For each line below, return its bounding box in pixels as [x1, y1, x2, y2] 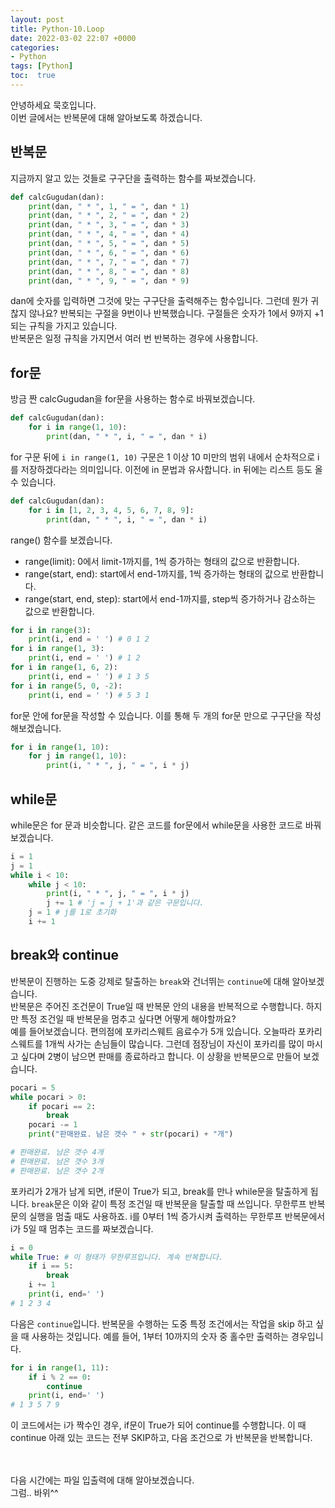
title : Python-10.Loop [10, 24, 105, 34]
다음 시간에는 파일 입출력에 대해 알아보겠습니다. [10, 1474, 195, 1486]
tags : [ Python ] [10, 61, 74, 71]
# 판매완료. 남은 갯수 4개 [10, 1147, 104, 1157]
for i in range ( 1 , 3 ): [10, 644, 105, 654]
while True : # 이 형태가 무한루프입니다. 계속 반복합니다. [10, 1252, 224, 1262]
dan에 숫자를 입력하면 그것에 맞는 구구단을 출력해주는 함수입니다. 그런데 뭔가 [10, 295, 309, 307]
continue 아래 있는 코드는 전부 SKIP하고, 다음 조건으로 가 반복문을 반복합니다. [10, 1432, 313, 1444]
